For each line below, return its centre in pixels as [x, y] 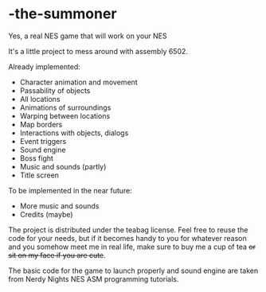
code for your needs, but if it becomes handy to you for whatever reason [127, 238]
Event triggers [43, 141]
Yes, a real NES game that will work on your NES [88, 36]
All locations [40, 99]
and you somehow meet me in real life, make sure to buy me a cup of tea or [132, 247]
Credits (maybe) [46, 214]
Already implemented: [45, 66]
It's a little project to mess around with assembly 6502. [98, 51]
